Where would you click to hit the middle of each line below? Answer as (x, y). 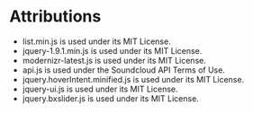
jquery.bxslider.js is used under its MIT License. (111, 98)
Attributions (55, 17)
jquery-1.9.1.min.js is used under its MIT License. (112, 50)
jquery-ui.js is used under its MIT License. (100, 89)
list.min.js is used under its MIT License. (96, 41)
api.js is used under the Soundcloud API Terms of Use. (123, 70)
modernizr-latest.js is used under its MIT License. (114, 60)
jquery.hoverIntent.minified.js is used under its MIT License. (133, 79)
